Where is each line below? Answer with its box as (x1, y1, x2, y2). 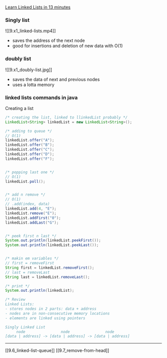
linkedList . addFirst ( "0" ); (5, 215, 61, 221)
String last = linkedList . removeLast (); (5, 274, 90, 279)
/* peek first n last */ (5, 234, 57, 239)
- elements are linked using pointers (5, 316, 85, 321)
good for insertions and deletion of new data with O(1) (12, 43, 123, 49)
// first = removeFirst (5, 261, 55, 266)
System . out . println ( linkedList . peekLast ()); (5, 242, 99, 248)
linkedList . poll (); (5, 179, 46, 184)
